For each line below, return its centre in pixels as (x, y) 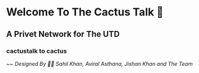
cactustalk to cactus (37, 51)
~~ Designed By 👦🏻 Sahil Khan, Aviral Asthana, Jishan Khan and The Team (99, 64)
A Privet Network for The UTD (63, 34)
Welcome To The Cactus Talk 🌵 (85, 12)
